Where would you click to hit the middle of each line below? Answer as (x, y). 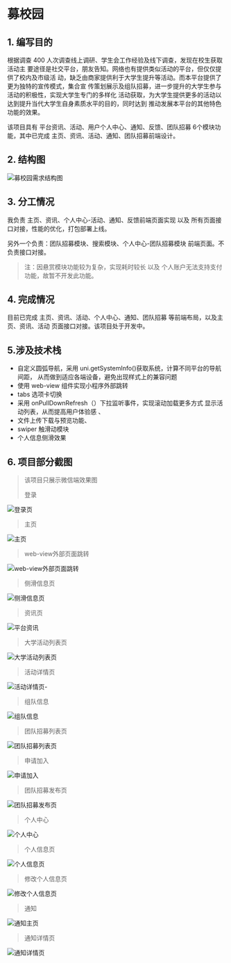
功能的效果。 (25, 112)
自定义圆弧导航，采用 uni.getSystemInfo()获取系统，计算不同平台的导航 (119, 369)
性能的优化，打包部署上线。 (71, 228)
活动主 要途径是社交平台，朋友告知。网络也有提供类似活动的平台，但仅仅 (111, 69)
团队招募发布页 (45, 791)
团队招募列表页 (45, 731)
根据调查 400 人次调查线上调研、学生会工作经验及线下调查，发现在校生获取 (115, 60)
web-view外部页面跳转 (57, 554)
